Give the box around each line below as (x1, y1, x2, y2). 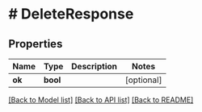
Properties (8, 37, 63, 51)
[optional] (124, 74, 162, 85)
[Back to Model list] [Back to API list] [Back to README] (8, 95, 194, 105)
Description (71, 61, 117, 72)
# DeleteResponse (8, 5, 134, 23)
